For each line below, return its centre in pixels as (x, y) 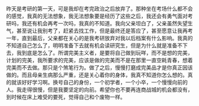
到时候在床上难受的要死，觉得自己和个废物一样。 (66, 97)
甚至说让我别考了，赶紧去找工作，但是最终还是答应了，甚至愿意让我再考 (105, 31)
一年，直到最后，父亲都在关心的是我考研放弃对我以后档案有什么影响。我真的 (99, 38)
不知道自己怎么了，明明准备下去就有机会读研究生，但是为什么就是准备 (92, 45)
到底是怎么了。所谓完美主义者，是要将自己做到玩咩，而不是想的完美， (107, 53)
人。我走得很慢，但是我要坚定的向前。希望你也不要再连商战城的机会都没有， (99, 90)
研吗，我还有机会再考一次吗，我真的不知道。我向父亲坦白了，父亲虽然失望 (97, 23)
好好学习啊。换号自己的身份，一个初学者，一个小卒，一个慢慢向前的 (105, 82)
